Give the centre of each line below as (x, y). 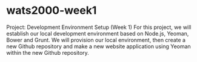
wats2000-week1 (52, 11)
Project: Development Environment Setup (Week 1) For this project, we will (99, 27)
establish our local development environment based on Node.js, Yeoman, (98, 33)
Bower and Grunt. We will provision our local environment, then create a (96, 40)
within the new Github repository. (48, 52)
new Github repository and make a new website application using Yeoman (98, 46)
